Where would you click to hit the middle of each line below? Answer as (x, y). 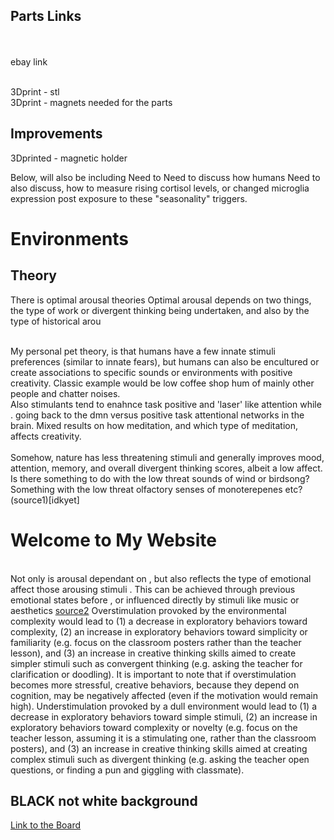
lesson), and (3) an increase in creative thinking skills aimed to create (153, 653)
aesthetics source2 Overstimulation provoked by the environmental (148, 610)
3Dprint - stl (35, 91)
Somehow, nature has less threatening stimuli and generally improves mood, (167, 457)
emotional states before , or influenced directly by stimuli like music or (155, 600)
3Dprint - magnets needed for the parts (91, 102)
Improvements (56, 134)
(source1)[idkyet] (45, 500)
